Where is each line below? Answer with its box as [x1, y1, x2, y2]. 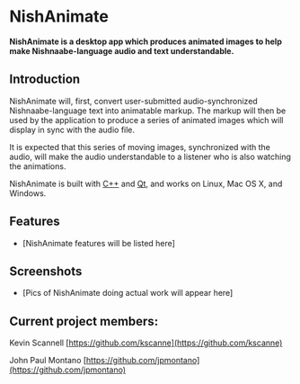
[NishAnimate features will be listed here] [22, 237, 175, 248]
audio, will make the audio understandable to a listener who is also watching [9, 151, 292, 162]
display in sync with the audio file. [9, 124, 136, 135]
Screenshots [9, 263, 83, 279]
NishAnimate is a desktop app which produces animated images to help [9, 36, 283, 47]
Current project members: [9, 313, 159, 329]
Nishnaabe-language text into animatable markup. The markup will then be [9, 105, 287, 116]
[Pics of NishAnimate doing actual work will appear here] [22, 288, 234, 299]
